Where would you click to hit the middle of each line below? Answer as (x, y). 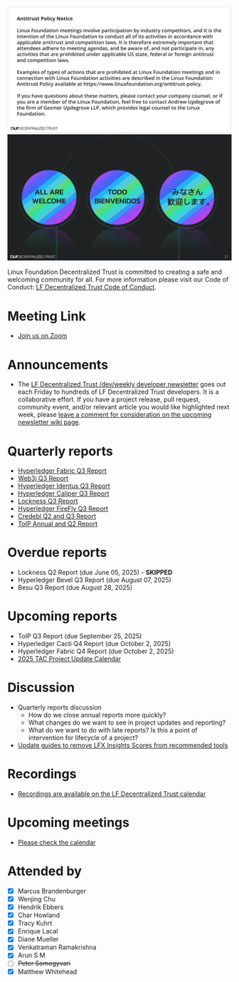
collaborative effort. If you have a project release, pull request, (109, 399)
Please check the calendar (57, 842)
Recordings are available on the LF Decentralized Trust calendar (112, 794)
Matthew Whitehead (47, 971)
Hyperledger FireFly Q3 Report (63, 508)
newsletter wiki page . (49, 422)
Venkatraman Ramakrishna (57, 947)
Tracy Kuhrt (35, 924)
